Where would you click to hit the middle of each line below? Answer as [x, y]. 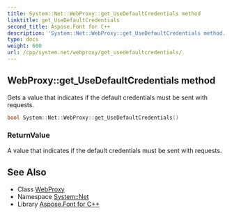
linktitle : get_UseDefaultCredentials [63, 20]
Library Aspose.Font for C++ [58, 204]
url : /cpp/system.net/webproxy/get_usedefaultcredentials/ [95, 53]
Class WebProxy [41, 189]
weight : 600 [24, 46]
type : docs [23, 40]
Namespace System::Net [53, 196]
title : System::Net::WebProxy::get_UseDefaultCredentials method [104, 14]
